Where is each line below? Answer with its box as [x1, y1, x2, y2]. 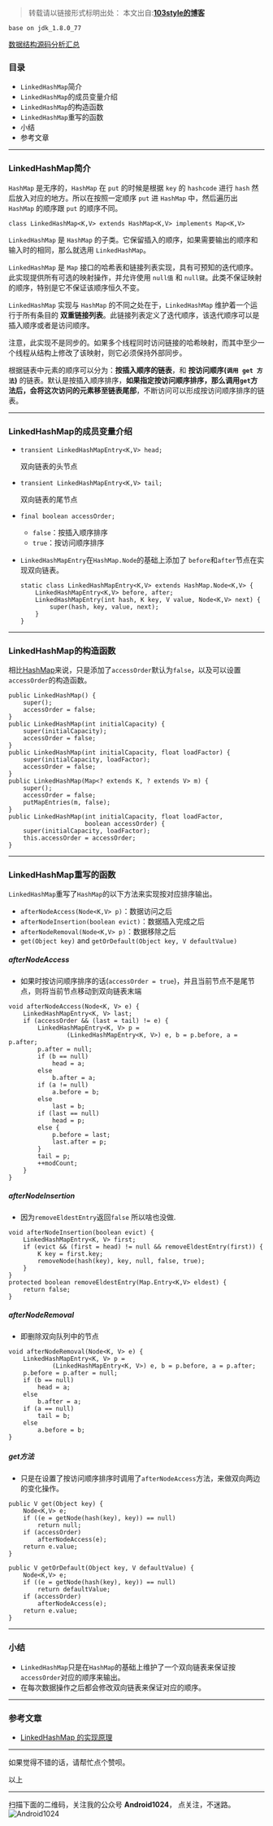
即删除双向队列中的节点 [19, 1332, 99, 1341]
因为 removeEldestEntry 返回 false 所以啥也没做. [19, 1213, 176, 1222]
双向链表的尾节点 [19, 494, 78, 504]
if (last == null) [37, 1109, 100, 1118]
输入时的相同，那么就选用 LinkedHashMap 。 [8, 244, 151, 255]
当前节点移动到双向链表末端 [48, 986, 142, 996]
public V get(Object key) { [8, 1500, 104, 1508]
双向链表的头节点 [19, 461, 78, 471]
